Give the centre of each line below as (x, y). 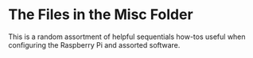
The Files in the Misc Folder (101, 15)
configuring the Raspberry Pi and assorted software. (94, 44)
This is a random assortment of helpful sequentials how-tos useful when (127, 37)
